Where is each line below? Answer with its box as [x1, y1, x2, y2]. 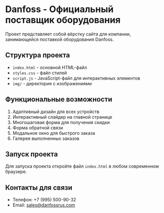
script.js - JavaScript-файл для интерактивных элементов [12, 75, 140, 81]
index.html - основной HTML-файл [12, 64, 87, 70]
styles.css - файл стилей [12, 70, 67, 76]
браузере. [5, 169, 27, 175]
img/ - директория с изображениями [12, 80, 92, 86]
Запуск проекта [5, 150, 58, 158]
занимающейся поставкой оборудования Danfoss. [5, 36, 114, 42]
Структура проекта [5, 51, 70, 60]
